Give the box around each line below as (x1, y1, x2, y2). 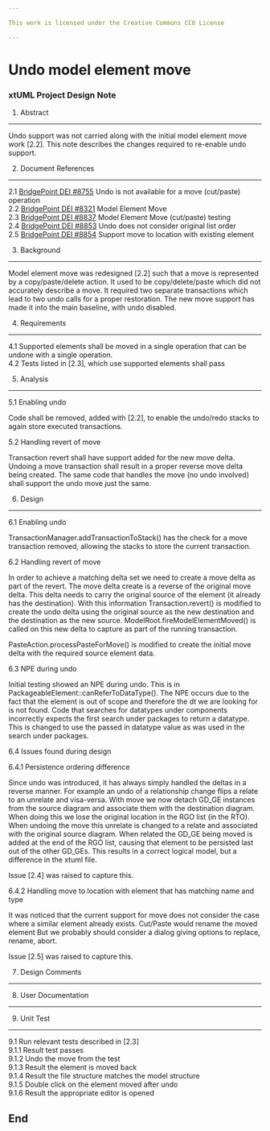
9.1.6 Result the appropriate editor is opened (8, 1088, 155, 1098)
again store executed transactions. (8, 422, 123, 431)
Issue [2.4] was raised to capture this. (8, 871, 134, 880)
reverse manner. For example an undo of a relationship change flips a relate (8, 787, 259, 796)
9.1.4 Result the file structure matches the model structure (8, 1071, 200, 1081)
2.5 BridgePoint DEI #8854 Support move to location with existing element (8, 230, 255, 239)
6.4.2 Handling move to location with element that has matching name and (8, 886, 255, 896)
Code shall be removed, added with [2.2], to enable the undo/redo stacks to (8, 413, 260, 423)
